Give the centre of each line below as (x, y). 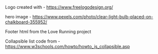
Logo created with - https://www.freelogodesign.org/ (59, 7)
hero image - (18, 17)
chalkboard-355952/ (26, 22)
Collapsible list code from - (33, 41)
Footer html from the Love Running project (48, 31)
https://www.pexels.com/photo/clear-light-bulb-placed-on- (93, 17)
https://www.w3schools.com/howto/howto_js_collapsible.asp (67, 46)
